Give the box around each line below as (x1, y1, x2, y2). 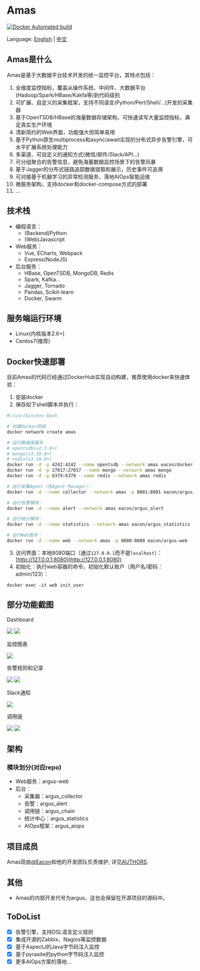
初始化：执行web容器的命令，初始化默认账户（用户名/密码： (15, 563, 163, 570)
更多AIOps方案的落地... (15, 958, 72, 965)
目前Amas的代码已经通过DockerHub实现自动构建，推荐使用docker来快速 (7, 373, 185, 380)
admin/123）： (15, 570, 49, 577)
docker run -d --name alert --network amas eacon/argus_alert (7, 505, 164, 511)
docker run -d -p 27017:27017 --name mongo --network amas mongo (7, 467, 172, 474)
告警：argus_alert (24, 800, 68, 807)
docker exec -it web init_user (7, 582, 84, 588)
